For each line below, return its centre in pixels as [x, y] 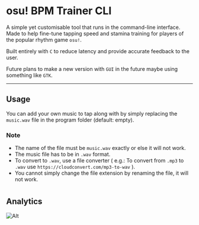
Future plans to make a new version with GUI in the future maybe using [92, 69]
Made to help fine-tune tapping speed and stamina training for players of [95, 33]
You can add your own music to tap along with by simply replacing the [92, 113]
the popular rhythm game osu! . [44, 40]
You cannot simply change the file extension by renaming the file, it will [101, 173]
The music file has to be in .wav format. [62, 154]
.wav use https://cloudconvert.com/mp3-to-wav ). [75, 167]
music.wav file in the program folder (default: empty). [70, 120]
